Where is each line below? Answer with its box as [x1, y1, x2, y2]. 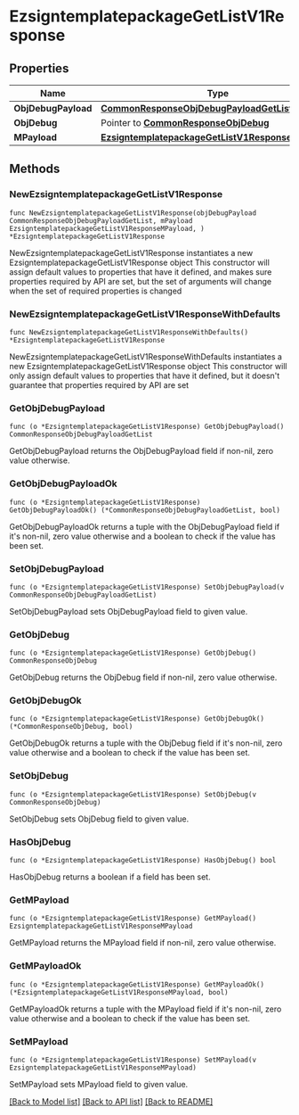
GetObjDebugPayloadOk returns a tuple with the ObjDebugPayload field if [9, 521, 280, 532]
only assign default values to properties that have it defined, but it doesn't [9, 370, 280, 381]
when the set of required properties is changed [9, 285, 182, 296]
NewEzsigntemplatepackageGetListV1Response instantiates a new [9, 247, 254, 258]
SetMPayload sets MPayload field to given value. [9, 1078, 189, 1089]
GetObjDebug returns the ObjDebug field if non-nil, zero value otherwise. [9, 672, 278, 683]
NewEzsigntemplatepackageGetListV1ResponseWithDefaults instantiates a [9, 351, 283, 362]
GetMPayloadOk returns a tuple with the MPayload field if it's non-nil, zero [9, 1003, 282, 1014]
